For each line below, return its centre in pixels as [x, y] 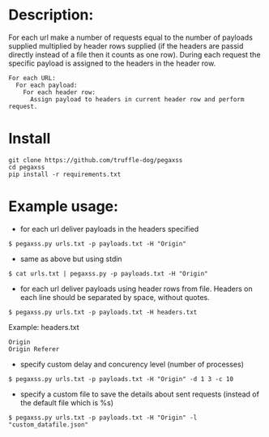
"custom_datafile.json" [49, 424]
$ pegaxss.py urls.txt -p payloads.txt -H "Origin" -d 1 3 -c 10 [121, 379]
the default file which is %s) [67, 402]
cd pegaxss [27, 167]
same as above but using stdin [71, 259]
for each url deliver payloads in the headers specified [109, 229]
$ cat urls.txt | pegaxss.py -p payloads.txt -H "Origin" [108, 273]
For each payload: [47, 85]
